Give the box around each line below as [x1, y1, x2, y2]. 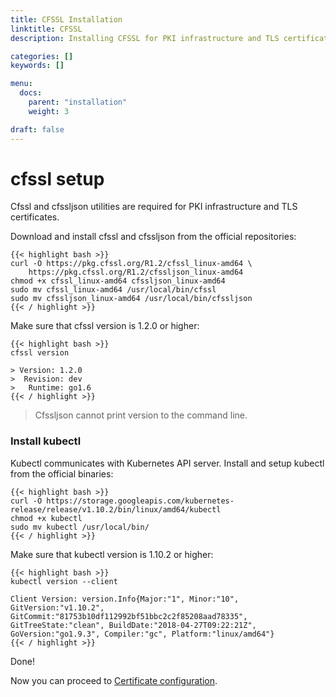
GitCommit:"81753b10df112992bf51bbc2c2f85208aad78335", [10, 611, 248, 621]
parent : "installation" [28, 97, 128, 107]
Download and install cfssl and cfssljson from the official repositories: [10, 231, 297, 243]
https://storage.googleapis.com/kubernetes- [46, 496, 235, 506]
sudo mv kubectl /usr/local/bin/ [10, 522, 150, 532]
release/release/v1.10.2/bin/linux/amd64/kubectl [10, 504, 222, 515]
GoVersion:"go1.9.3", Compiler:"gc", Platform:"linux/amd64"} [10, 629, 275, 639]
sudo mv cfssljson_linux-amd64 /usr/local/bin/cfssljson [10, 294, 253, 304]
